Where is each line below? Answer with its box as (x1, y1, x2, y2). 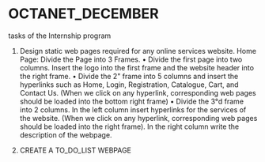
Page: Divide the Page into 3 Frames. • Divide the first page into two (19, 55, 243, 64)
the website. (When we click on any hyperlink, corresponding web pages (19, 113, 258, 122)
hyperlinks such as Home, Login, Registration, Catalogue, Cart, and (19, 80, 239, 89)
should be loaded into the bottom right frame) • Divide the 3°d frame (19, 96, 244, 106)
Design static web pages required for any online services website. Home (19, 46, 257, 55)
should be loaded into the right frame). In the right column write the (19, 122, 240, 131)
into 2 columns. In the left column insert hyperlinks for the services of (19, 104, 247, 115)
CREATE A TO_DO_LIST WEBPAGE (19, 145, 132, 155)
